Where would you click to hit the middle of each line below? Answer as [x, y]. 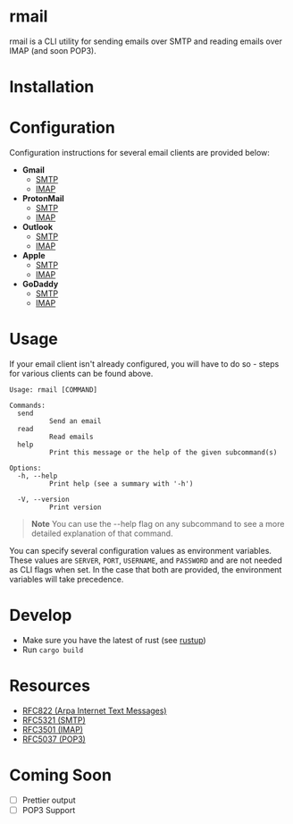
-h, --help [38, 476]
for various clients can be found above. [81, 374]
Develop [41, 616]
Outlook [38, 227]
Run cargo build [53, 650]
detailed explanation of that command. [102, 533]
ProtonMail [43, 199]
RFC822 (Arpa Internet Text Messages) [94, 710]
